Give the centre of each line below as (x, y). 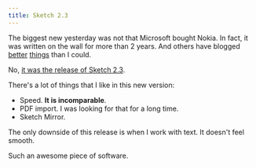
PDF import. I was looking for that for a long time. (99, 108)
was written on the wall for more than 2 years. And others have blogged (124, 46)
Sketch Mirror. (42, 117)
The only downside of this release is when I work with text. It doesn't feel (126, 132)
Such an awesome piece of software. (68, 155)
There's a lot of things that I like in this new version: (91, 85)
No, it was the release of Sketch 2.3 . (67, 69)
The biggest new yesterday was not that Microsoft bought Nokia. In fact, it (128, 38)
